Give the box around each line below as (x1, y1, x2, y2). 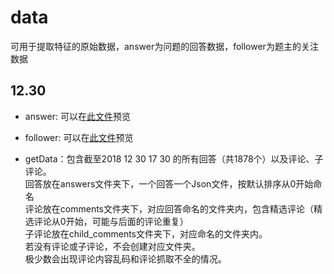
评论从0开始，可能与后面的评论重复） (33, 215, 189, 227)
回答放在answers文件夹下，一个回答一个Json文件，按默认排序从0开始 (24, 177, 314, 190)
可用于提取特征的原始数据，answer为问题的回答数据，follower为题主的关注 (10, 40, 319, 52)
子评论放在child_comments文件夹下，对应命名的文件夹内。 (24, 227, 268, 240)
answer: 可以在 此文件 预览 (24, 110, 131, 122)
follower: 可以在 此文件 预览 (24, 131, 134, 143)
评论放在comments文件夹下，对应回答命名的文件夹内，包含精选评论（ (24, 202, 314, 215)
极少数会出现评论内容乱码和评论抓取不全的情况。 (24, 252, 227, 265)
